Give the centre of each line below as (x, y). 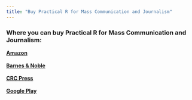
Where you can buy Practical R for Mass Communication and (96, 32)
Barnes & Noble (26, 65)
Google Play (22, 90)
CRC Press (20, 78)
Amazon (17, 53)
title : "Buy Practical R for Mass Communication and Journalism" (89, 12)
